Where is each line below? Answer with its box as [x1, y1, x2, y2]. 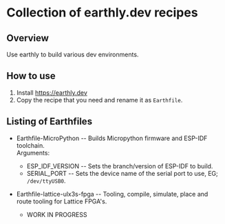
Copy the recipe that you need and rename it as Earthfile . [16, 96, 183, 104]
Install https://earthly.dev [16, 88, 87, 97]
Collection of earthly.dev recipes [6, 5, 198, 21]
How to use [6, 70, 56, 82]
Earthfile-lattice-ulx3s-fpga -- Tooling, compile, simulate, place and [16, 190, 208, 198]
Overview [6, 32, 50, 44]
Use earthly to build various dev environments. [6, 50, 139, 58]
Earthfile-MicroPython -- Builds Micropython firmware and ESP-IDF [16, 134, 208, 142]
